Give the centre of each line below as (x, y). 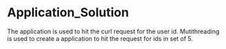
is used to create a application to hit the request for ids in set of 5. (100, 38)
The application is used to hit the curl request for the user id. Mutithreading (113, 31)
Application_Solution (68, 13)
